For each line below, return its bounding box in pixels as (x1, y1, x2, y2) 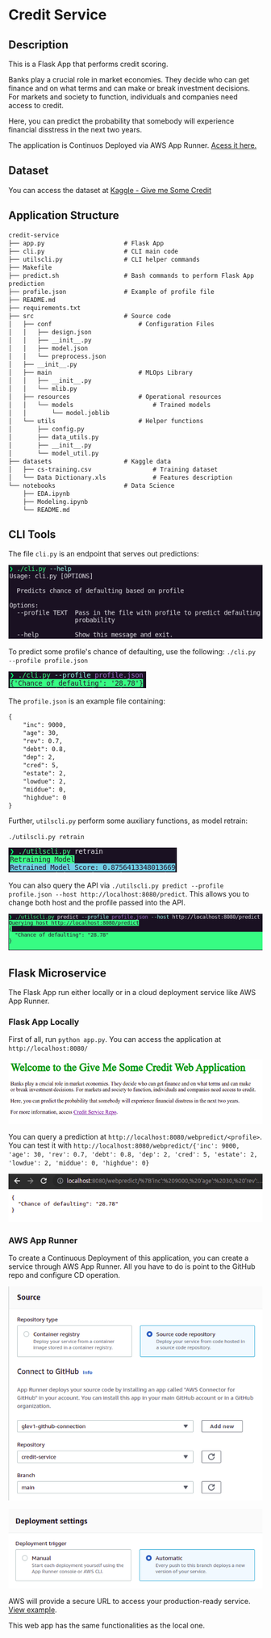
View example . (8, 1605, 58, 1615)
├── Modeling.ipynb (23, 498, 89, 506)
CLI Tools (8, 527, 56, 542)
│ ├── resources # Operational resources (8, 393, 222, 401)
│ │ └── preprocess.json (8, 352, 106, 360)
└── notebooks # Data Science (8, 481, 175, 489)
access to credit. (8, 101, 65, 110)
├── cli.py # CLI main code (8, 247, 179, 255)
